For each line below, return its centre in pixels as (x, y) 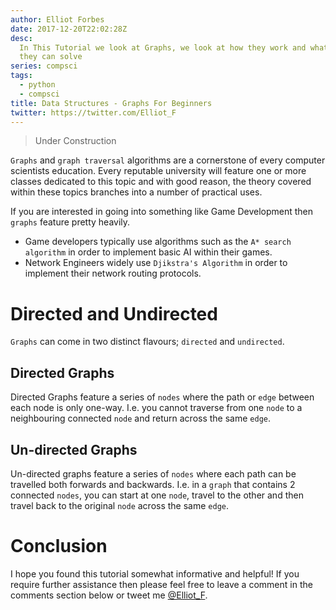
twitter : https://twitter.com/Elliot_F (93, 112)
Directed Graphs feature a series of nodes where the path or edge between (162, 397)
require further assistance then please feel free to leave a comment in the (161, 584)
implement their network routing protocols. (113, 273)
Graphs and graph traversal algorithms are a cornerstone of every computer (168, 160)
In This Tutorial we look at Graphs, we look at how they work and (163, 47)
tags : (21, 76)
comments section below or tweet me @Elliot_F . (109, 595)
